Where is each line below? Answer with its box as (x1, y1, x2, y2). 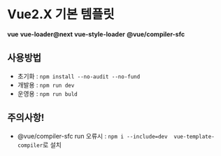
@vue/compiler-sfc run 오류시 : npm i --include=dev (17, 132, 168, 140)
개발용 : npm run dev (17, 80, 75, 89)
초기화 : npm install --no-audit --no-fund (17, 71, 141, 80)
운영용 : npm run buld (17, 89, 78, 98)
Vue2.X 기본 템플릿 (7, 6, 115, 22)
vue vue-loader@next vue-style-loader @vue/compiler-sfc (7, 29, 185, 38)
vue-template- (173, 133, 215, 140)
